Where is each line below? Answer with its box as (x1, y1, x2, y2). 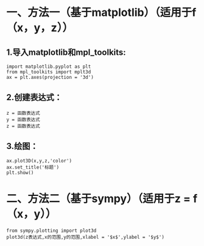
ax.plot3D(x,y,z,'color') (6, 157, 72, 164)
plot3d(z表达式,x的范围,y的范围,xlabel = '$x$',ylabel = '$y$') (6, 234, 164, 240)
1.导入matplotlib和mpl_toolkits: (6, 47, 126, 57)
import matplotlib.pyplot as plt (6, 63, 91, 70)
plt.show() (6, 169, 34, 176)
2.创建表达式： (6, 92, 63, 103)
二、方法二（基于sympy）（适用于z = (6, 192, 191, 205)
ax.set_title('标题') (6, 164, 60, 170)
